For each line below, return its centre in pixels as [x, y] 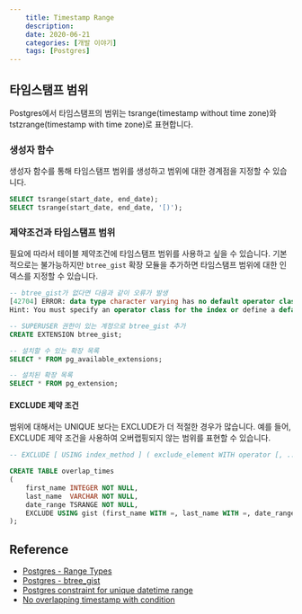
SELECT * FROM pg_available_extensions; [86, 359]
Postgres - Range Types [67, 571]
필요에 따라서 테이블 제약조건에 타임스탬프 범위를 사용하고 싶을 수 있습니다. [140, 254]
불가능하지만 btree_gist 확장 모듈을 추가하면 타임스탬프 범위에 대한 [159, 265]
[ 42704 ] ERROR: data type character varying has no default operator [142, 302]
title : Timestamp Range [70, 18]
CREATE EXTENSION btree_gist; [66, 334]
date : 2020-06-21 [58, 34]
